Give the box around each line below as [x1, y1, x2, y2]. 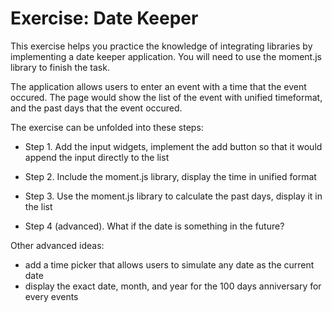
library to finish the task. [10, 61, 110, 73]
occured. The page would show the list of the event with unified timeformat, [10, 91, 323, 103]
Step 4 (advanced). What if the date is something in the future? [24, 220, 285, 232]
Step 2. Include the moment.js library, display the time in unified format [24, 170, 317, 182]
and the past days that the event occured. [10, 102, 183, 114]
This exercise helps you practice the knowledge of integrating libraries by [10, 40, 313, 52]
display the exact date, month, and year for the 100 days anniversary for [24, 280, 322, 292]
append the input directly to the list [24, 151, 170, 163]
